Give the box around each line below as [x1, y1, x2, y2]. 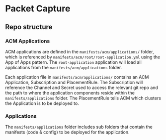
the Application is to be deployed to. [5, 100, 80, 106]
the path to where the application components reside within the [5, 90, 135, 95]
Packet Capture [5, 3, 71, 14]
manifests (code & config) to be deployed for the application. [5, 129, 130, 135]
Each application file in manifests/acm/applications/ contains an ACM [5, 74, 149, 80]
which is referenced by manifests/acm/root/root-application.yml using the [5, 54, 161, 60]
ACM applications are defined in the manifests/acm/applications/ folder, [5, 48, 154, 54]
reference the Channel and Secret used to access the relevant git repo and [5, 85, 158, 91]
